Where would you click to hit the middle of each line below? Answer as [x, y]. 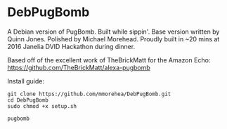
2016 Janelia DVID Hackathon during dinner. [71, 46]
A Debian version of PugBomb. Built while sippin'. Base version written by [113, 32]
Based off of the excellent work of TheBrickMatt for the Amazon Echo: [109, 60]
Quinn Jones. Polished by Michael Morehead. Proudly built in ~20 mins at [113, 39]
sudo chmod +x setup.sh [42, 106]
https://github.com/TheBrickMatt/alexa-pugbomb [79, 67]
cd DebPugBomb [28, 100]
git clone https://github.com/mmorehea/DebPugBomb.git [89, 94]
